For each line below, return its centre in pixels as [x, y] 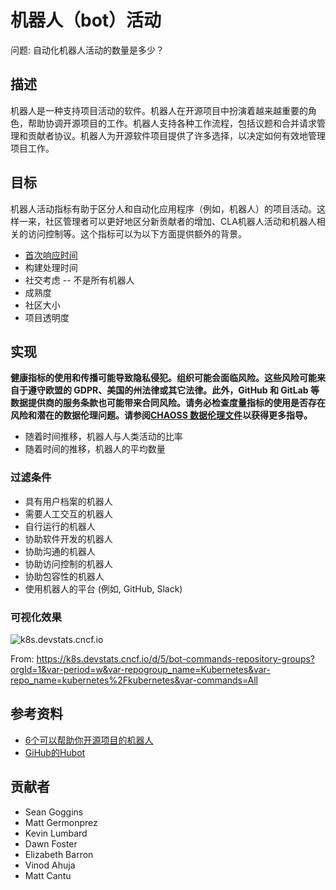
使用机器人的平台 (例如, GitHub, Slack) [103, 588]
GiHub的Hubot [55, 752]
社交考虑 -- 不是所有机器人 [79, 280]
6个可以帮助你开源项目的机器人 [89, 740]
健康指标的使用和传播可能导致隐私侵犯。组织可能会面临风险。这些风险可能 [163, 378]
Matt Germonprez [61, 822]
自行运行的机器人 [60, 526]
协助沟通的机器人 [60, 551]
